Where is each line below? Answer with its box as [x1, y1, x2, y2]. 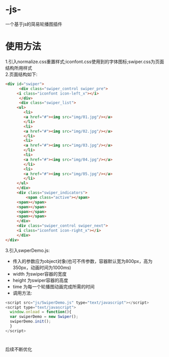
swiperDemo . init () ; [10, 319, 51, 324]
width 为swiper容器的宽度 [12, 271, 67, 277]
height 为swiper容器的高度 [12, 277, 69, 283]
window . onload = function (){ [10, 309, 72, 315]
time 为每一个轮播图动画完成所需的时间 [12, 283, 95, 289]
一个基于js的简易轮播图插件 [5, 21, 63, 27]
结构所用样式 [5, 65, 32, 71]
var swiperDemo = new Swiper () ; [10, 314, 79, 319]
